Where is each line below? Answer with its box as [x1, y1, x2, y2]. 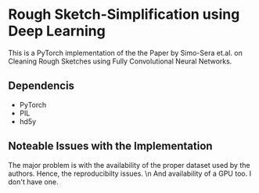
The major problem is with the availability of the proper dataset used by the [8, 160, 250, 169]
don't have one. [8, 177, 59, 186]
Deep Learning [8, 22, 106, 40]
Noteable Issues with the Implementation [8, 140, 213, 153]
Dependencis [8, 79, 75, 93]
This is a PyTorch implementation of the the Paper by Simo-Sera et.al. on [8, 48, 243, 57]
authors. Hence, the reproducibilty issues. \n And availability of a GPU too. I [8, 169, 252, 178]
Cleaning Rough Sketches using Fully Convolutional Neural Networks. [8, 56, 232, 66]
